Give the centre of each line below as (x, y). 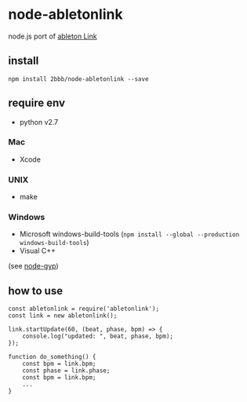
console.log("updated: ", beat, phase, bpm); (98, 336)
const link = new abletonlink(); (63, 316)
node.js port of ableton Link (53, 36)
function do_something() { (52, 357)
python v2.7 (39, 122)
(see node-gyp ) (33, 266)
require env (36, 103)
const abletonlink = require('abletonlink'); (84, 309)
